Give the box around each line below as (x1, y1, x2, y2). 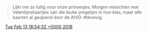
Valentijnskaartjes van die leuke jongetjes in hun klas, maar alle (12, 9, 142, 15)
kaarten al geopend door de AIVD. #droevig (12, 15, 102, 20)
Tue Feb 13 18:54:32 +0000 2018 (4, 24, 73, 30)
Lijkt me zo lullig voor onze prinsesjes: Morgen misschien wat (12, 4, 139, 10)
